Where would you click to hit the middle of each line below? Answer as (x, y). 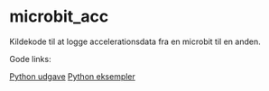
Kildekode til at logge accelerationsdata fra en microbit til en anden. (135, 41)
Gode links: (30, 59)
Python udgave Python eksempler (72, 76)
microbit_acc (59, 17)
